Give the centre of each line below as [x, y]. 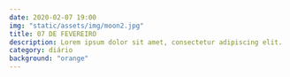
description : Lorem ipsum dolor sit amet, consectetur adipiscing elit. [146, 42]
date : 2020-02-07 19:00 [53, 17]
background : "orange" [49, 58]
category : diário [41, 50]
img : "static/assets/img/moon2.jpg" [76, 26]
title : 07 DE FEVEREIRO [53, 34]
